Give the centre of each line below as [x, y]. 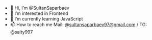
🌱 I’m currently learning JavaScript [46, 19]
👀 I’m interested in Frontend [39, 13]
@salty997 [21, 32]
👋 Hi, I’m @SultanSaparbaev [40, 8]
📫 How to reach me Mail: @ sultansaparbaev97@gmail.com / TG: [78, 25]
